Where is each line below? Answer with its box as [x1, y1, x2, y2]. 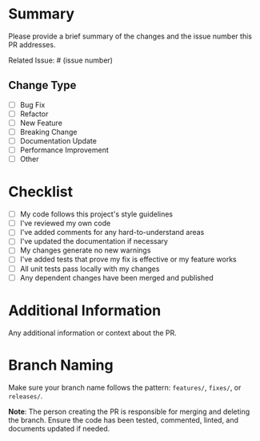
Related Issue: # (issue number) [8, 55, 114, 65]
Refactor [19, 109, 49, 119]
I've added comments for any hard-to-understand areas [19, 228, 205, 237]
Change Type [8, 79, 77, 92]
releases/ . [8, 390, 43, 401]
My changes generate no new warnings [19, 245, 151, 255]
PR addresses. [8, 39, 56, 49]
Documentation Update [19, 136, 98, 145]
